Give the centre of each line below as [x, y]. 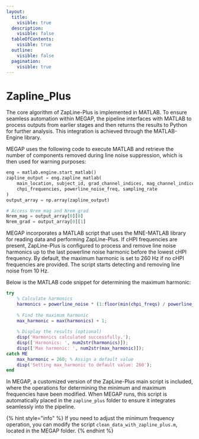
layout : [16, 12]
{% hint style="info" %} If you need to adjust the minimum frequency [90, 418]
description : [28, 28]
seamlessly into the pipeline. [41, 407]
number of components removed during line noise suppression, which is [94, 155]
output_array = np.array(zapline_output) [58, 200]
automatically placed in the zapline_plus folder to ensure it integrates [91, 400]
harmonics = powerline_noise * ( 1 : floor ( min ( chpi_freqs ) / [91, 304]
